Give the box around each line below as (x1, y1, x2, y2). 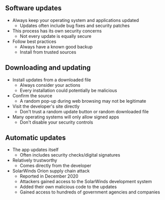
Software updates (5, 4, 62, 12)
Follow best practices (12, 38, 57, 44)
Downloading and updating (5, 63, 91, 72)
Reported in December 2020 (19, 173, 79, 179)
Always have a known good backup (19, 43, 93, 49)
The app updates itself (12, 147, 59, 153)
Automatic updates (5, 134, 66, 142)
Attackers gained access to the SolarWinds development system (19, 179, 153, 185)
